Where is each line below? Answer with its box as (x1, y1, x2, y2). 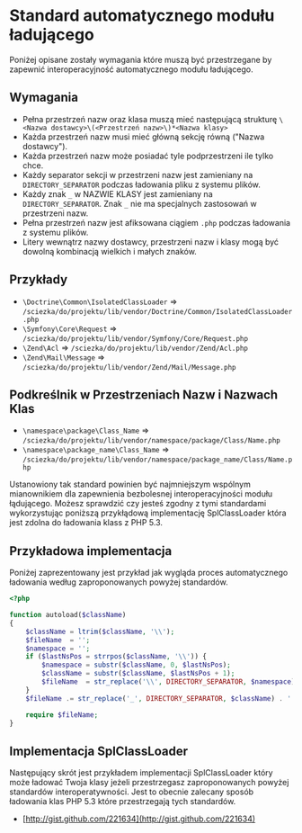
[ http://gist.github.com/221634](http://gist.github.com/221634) (22, 813, 256, 824)
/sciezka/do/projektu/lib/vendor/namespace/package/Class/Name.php (22, 436, 280, 445)
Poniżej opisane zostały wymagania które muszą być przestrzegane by (9, 54, 272, 65)
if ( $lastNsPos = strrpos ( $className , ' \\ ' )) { (25, 652, 207, 661)
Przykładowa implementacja (9, 543, 173, 559)
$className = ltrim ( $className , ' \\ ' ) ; (25, 627, 175, 636)
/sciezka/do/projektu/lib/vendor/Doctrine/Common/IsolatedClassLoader (22, 307, 293, 316)
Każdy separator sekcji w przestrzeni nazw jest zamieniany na (22, 169, 253, 180)
